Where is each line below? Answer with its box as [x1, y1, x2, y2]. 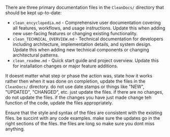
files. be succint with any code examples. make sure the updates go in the [5, 115, 160, 121]
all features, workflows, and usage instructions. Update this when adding [12, 25, 165, 31]
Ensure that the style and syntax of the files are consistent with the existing [5, 109, 162, 116]
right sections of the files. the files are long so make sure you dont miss [5, 121, 155, 126]
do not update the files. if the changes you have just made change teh [5, 94, 152, 100]
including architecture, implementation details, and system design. [12, 41, 152, 47]
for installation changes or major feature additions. [12, 63, 118, 69]
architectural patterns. [12, 52, 59, 58]
